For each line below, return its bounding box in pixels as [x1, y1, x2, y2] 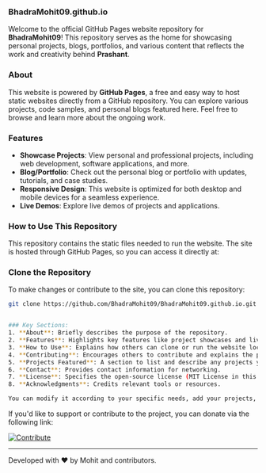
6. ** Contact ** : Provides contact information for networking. [8, 365, 222, 374]
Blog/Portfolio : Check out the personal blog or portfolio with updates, [19, 167, 248, 177]
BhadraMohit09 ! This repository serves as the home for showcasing [8, 32, 232, 42]
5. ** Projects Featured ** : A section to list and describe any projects [8, 358, 253, 366]
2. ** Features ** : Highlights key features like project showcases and [8, 336, 246, 345]
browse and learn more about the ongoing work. [8, 113, 166, 122]
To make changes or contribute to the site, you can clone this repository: [8, 284, 245, 295]
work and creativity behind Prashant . [8, 50, 130, 59]
